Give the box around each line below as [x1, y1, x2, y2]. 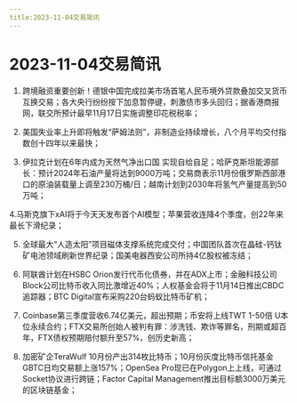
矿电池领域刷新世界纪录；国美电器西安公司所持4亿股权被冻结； [21, 250, 253, 261]
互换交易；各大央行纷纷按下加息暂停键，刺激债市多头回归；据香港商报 [21, 96, 280, 107]
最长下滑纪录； [9, 220, 64, 230]
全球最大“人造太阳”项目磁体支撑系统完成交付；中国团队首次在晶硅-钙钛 [21, 238, 283, 249]
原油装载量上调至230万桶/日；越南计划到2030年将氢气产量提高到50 [37, 179, 287, 189]
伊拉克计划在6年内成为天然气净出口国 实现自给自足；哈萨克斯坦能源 [21, 157, 271, 167]
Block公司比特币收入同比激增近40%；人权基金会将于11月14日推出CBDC [21, 279, 285, 290]
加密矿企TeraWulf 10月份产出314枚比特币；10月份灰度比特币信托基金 [21, 351, 274, 361]
